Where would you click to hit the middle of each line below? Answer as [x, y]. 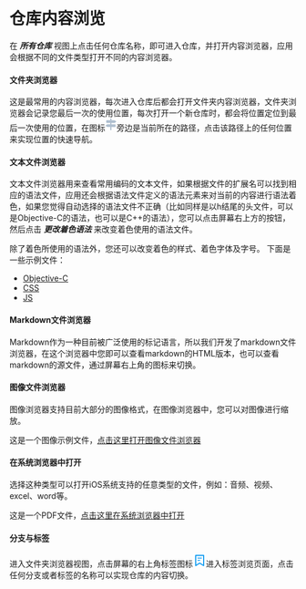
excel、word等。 [41, 496]
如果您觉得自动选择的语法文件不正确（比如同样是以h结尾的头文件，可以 [159, 207]
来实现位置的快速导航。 [53, 139]
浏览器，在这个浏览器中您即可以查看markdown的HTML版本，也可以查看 [144, 353]
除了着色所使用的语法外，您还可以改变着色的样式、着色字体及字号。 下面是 [150, 249]
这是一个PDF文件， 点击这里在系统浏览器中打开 [97, 515]
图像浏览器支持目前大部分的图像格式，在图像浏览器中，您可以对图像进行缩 [149, 409]
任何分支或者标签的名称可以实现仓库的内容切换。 [101, 575]
